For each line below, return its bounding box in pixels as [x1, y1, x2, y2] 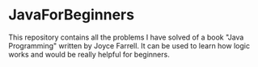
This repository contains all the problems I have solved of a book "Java [8, 32, 244, 42]
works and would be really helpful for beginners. [8, 49, 170, 59]
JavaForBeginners [8, 6, 135, 24]
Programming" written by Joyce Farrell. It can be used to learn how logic [8, 40, 251, 50]
